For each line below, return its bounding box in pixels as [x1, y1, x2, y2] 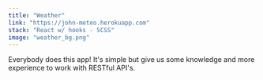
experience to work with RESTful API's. [8, 64, 136, 73]
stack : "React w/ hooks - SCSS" [8, 26, 115, 34]
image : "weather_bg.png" [8, 33, 90, 42]
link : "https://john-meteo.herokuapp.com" [8, 19, 150, 27]
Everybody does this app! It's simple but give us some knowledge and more [8, 55, 255, 64]
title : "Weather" [8, 11, 66, 20]
